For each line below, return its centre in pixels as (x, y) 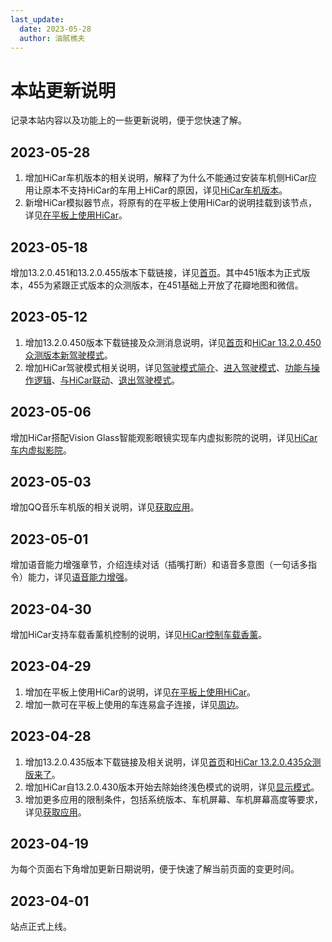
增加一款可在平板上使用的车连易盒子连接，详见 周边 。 (134, 704)
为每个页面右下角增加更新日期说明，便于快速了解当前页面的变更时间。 (155, 869)
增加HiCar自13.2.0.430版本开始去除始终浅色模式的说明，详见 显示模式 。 (172, 787)
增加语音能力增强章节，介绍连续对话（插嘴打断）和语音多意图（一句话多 (159, 565)
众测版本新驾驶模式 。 (68, 355)
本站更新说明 (63, 90)
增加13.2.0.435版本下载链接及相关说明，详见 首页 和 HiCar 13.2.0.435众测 (173, 762)
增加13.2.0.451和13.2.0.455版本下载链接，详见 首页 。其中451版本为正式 (156, 272)
